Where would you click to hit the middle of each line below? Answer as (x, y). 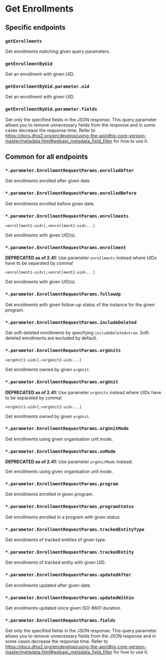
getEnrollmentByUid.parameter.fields (51, 109)
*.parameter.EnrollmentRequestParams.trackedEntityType (75, 529)
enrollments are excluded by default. (60, 338)
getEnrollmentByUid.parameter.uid (47, 87)
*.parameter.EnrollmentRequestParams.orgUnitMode (67, 429)
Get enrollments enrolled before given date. (50, 203)
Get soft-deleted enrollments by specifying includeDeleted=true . (72, 332)
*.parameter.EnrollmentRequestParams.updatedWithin (70, 598)
